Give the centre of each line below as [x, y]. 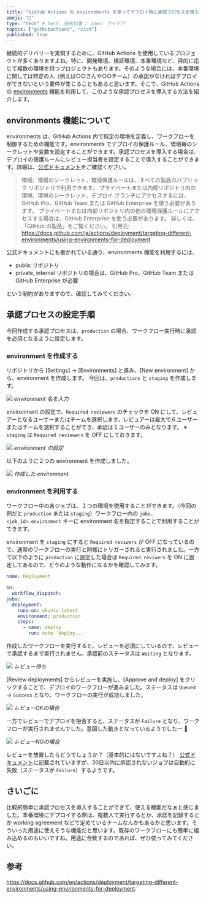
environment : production [49, 616]
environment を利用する [42, 491]
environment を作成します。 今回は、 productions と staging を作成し [104, 378]
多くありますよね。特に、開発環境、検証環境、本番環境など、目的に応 [111, 61]
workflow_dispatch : [37, 594]
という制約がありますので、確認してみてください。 [71, 293]
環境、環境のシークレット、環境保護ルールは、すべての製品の [99, 180]
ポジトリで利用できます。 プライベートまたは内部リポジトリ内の [115, 187]
